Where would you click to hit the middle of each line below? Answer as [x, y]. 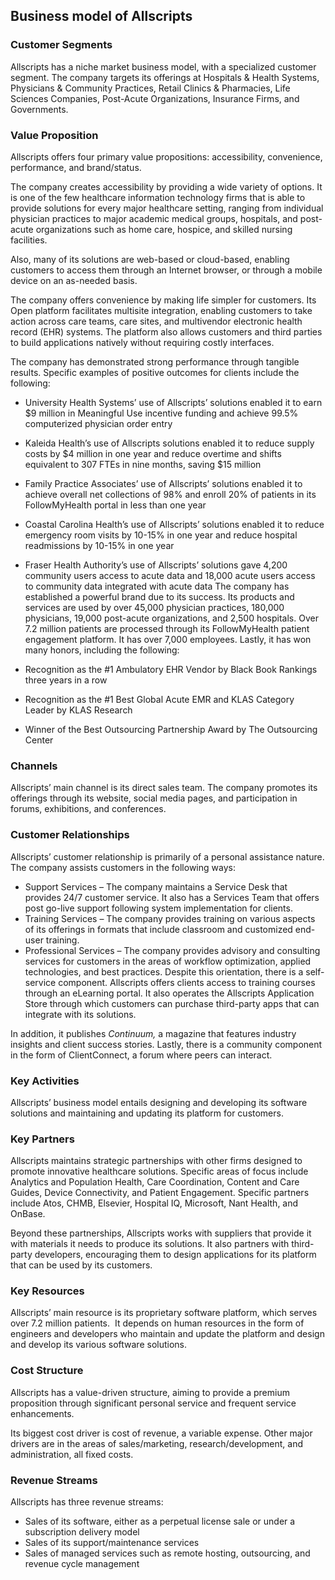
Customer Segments [61, 45]
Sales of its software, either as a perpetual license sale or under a [160, 1521]
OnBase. [28, 1214]
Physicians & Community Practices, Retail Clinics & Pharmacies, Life [150, 88]
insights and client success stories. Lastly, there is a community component [166, 1044]
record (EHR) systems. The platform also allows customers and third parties [166, 331]
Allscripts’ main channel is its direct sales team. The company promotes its [164, 788]
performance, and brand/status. [76, 167]
